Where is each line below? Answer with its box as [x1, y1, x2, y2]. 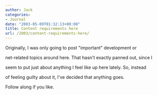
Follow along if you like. [5, 84, 54, 90]
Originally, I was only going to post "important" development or [5, 45, 137, 51]
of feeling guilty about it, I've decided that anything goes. [5, 74, 125, 80]
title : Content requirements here [5, 26, 78, 31]
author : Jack [5, 7, 33, 13]
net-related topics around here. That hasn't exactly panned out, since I [5, 55, 153, 61]
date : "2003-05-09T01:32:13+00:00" [5, 21, 81, 27]
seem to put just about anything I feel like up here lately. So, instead [5, 64, 147, 70]
